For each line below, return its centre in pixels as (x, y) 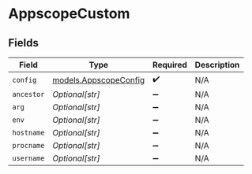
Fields (24, 43)
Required (170, 65)
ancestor (28, 94)
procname (28, 145)
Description (217, 65)
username (28, 158)
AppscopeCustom (69, 14)
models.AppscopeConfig (99, 80)
